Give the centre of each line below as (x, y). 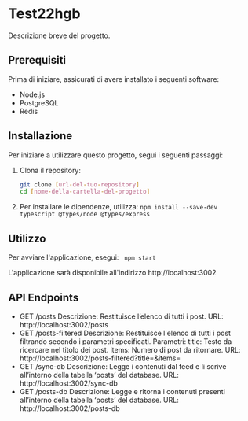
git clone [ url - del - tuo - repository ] (79, 185)
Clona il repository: (50, 170)
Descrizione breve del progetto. (59, 35)
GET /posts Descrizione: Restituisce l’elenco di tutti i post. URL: (121, 316)
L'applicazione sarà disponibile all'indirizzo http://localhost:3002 (112, 273)
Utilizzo (27, 238)
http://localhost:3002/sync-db (68, 383)
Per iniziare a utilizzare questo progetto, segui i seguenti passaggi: (116, 155)
